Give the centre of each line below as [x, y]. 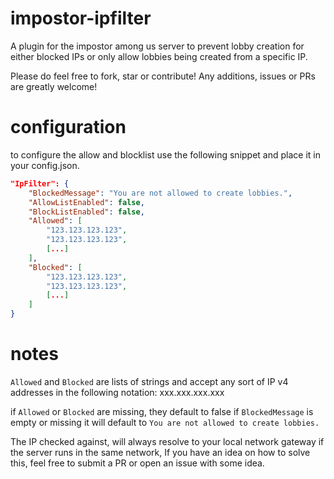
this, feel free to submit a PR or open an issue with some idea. [137, 463]
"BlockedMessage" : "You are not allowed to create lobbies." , [160, 193]
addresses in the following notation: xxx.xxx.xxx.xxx [117, 392]
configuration [68, 127]
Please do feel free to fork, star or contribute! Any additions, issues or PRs [163, 76]
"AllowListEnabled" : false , [86, 202]
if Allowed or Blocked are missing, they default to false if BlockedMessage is [162, 411]
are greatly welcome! [54, 86]
